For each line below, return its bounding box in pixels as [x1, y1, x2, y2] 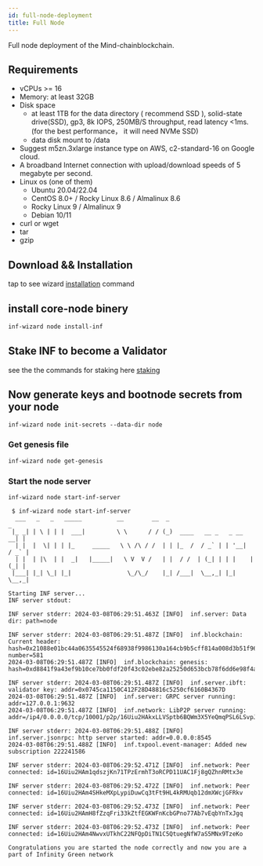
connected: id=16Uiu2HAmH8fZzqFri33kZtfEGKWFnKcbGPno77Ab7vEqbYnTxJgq [8, 809, 243, 817]
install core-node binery [8, 301, 129, 315]
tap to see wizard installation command [8, 280, 135, 289]
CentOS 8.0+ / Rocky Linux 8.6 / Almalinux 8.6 [31, 194, 182, 203]
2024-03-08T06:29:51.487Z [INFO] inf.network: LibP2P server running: [8, 706, 247, 714]
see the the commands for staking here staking [8, 365, 160, 375]
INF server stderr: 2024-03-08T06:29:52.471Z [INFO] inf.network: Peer [8, 761, 250, 769]
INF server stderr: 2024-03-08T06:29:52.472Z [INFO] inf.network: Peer [8, 782, 250, 790]
